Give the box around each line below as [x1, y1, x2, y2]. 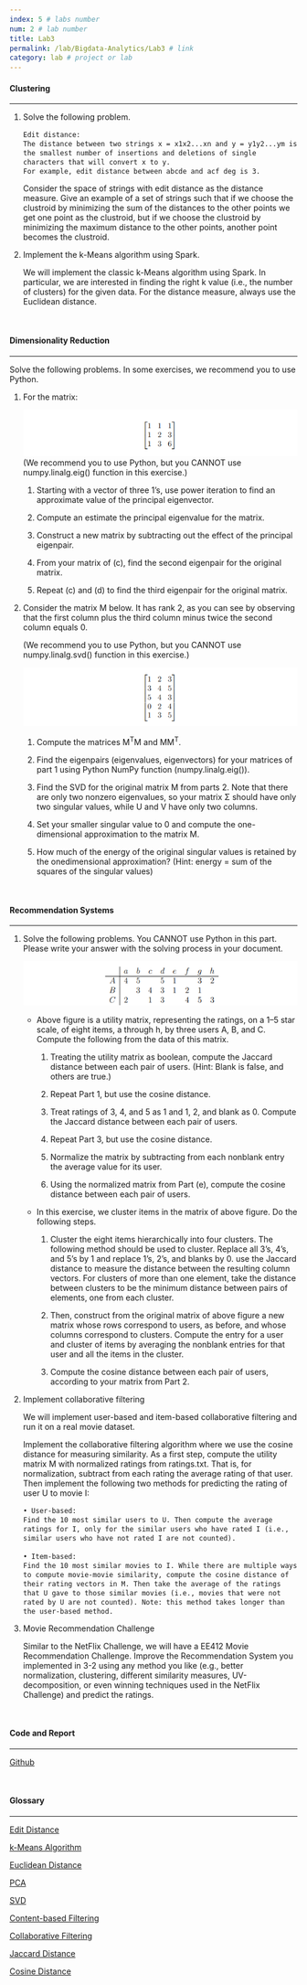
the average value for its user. [49, 1161, 163, 1172]
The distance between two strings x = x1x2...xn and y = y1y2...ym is [22, 140, 298, 149]
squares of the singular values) [36, 866, 153, 877]
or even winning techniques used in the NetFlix [83, 1679, 260, 1691]
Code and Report [9, 1728, 76, 1739]
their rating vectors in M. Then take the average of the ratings [22, 1579, 281, 1588]
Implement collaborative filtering [22, 1393, 145, 1404]
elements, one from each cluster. [49, 1292, 175, 1303]
